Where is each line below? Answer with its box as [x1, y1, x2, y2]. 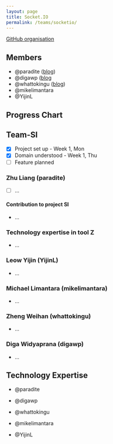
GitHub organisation [6, 36, 54, 43]
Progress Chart [6, 110, 63, 120]
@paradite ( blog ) [14, 68, 56, 75]
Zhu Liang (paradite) [6, 173, 66, 182]
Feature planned [14, 159, 54, 166]
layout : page [6, 8, 38, 15]
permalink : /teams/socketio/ [6, 19, 77, 25]
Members [6, 52, 42, 62]
